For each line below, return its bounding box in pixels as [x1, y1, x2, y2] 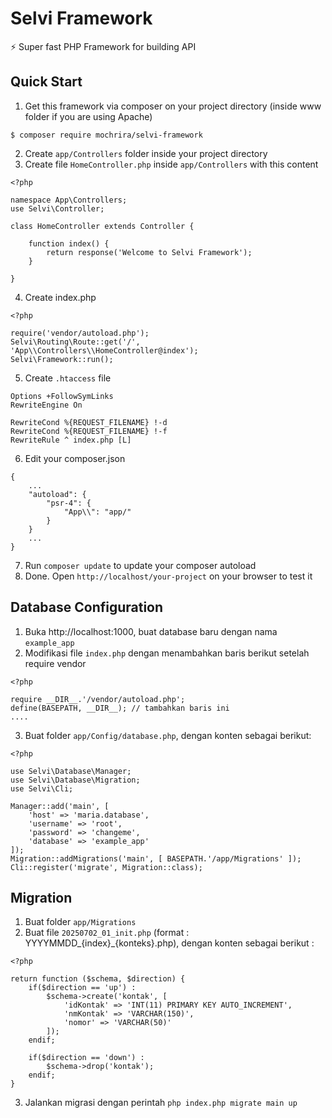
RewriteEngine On [10, 400, 83, 410]
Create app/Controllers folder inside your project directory [24, 147, 268, 159]
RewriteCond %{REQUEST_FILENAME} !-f [10, 426, 168, 436]
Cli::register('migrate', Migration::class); [10, 862, 203, 872]
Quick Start [10, 73, 83, 91]
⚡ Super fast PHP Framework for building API [10, 40, 197, 52]
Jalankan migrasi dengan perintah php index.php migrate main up [24, 1097, 298, 1109]
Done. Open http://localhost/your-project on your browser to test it [24, 570, 313, 582]
